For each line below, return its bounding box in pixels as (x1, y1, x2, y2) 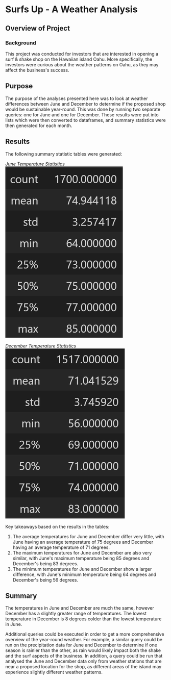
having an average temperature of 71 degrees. (12, 544, 110, 550)
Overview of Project (5, 24, 70, 33)
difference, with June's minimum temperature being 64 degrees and (12, 571, 157, 577)
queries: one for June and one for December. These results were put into (5, 111, 159, 118)
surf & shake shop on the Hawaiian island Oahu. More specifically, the (5, 56, 153, 62)
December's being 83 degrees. (12, 560, 79, 567)
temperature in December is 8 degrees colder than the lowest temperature (5, 616, 162, 622)
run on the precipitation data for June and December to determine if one (5, 642, 157, 648)
